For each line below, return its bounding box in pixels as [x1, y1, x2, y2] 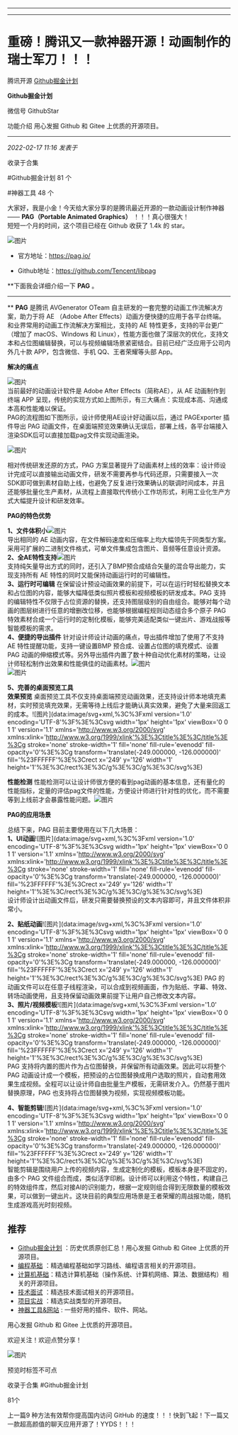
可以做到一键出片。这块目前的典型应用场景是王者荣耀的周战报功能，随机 [19, 1191, 231, 1200]
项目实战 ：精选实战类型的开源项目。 [17, 1296, 125, 1305]
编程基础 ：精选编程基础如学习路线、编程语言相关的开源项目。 [17, 1261, 200, 1269]
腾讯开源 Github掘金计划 [7, 76, 79, 85]
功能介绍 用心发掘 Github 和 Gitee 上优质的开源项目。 [7, 121, 163, 130]
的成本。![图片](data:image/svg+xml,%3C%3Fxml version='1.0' [7, 709, 193, 718]
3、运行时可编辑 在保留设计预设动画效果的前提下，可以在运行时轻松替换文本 [7, 579, 230, 588]
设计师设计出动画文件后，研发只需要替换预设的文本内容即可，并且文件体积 [7, 896, 225, 904]
